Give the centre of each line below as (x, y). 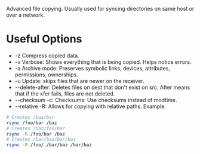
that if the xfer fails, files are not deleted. (65, 93)
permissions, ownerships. (47, 75)
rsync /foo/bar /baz (32, 123)
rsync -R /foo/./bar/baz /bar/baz (49, 145)
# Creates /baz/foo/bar (36, 128)
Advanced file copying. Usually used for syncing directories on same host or (100, 9)
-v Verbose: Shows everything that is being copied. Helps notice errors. (103, 61)
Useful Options (44, 39)
